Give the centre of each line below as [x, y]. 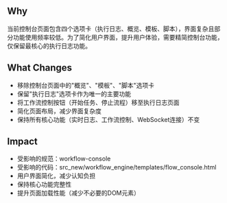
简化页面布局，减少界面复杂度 [59, 111]
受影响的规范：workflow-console [64, 159]
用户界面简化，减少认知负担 [56, 176]
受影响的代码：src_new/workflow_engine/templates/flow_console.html [117, 167]
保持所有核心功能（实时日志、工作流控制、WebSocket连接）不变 [108, 119]
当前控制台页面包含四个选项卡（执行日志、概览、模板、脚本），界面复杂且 [111, 28]
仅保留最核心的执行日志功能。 [49, 46]
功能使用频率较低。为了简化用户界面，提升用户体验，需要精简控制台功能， [118, 37]
